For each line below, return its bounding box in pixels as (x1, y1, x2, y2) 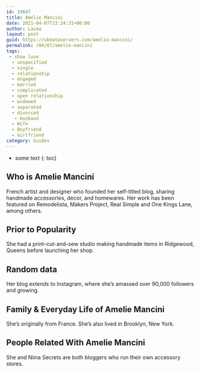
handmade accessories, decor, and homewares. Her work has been (6, 194, 175, 201)
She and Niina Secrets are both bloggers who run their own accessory (6, 353, 181, 361)
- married (11, 82, 36, 88)
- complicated (11, 87, 47, 93)
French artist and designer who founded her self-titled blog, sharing (6, 188, 175, 195)
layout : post (6, 31, 39, 37)
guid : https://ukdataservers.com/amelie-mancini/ (6, 37, 134, 43)
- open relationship (11, 93, 63, 99)
